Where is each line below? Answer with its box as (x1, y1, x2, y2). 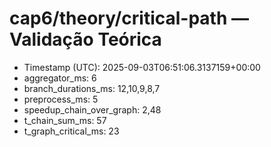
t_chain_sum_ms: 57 (23, 114, 107, 126)
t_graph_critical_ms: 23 (23, 125, 120, 137)
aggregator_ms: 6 (23, 72, 97, 84)
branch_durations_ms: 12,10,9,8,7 (23, 82, 161, 94)
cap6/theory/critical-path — (9, 7, 249, 30)
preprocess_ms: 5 (23, 93, 99, 105)
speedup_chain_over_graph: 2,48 (23, 103, 162, 116)
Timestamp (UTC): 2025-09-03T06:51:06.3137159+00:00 (23, 61, 261, 73)
